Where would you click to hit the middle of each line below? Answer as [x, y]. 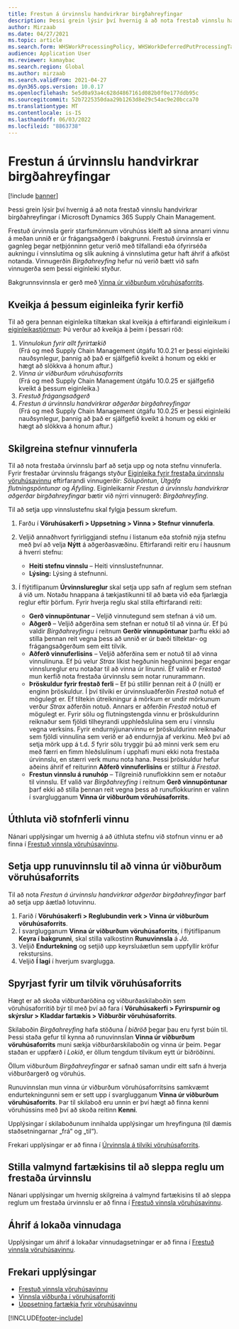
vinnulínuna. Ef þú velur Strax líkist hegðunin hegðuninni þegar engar [130, 662]
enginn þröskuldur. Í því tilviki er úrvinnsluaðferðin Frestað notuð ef [127, 691]
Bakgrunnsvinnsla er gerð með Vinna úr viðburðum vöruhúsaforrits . [106, 283]
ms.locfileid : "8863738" [45, 126]
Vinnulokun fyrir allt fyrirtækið [62, 343]
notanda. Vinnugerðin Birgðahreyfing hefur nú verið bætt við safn [104, 261]
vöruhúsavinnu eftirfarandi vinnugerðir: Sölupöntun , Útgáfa [95, 481]
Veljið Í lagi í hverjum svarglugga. [67, 961]
